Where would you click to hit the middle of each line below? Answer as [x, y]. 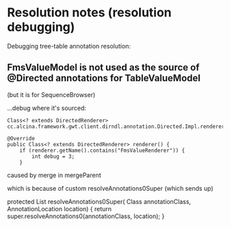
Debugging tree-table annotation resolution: [69, 46]
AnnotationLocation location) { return [59, 209]
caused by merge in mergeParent [54, 175]
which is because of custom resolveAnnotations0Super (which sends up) [110, 188]
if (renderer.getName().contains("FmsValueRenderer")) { [102, 150]
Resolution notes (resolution [90, 13]
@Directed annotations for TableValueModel [104, 78]
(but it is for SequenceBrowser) [51, 94]
